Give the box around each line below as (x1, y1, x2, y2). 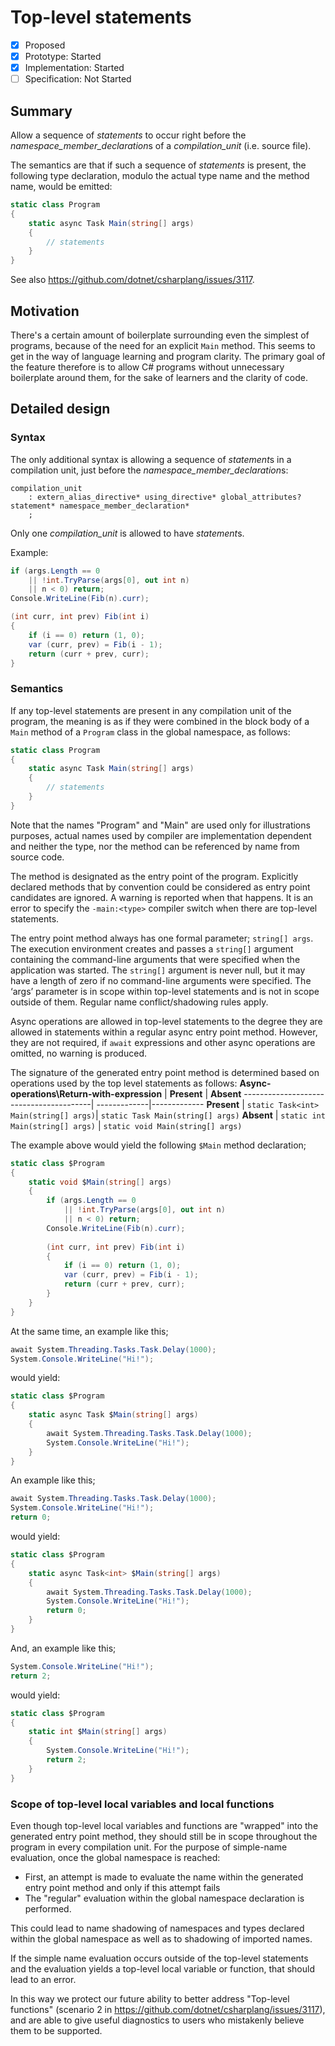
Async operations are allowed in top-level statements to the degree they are (10, 1015, 323, 1027)
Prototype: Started (24, 51, 102, 62)
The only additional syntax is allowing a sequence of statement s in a (10, 453, 292, 465)
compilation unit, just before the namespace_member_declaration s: (10, 464, 289, 476)
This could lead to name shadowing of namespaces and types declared (10, 1922, 305, 1934)
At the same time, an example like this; (10, 1325, 169, 1337)
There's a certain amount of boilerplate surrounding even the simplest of (10, 329, 310, 341)
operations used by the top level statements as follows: (10, 1077, 238, 1089)
